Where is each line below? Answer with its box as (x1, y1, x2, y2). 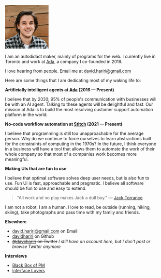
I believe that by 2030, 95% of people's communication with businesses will (5, 97, 157, 102)
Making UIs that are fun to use (5, 166, 67, 171)
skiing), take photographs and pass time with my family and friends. (5, 210, 140, 215)
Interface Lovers (12, 268, 45, 273)
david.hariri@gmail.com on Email (12, 228, 78, 234)
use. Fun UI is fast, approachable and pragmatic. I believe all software (5, 180, 144, 186)
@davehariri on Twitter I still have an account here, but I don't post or (12, 239, 151, 244)
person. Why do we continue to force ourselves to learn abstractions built (5, 136, 152, 141)
